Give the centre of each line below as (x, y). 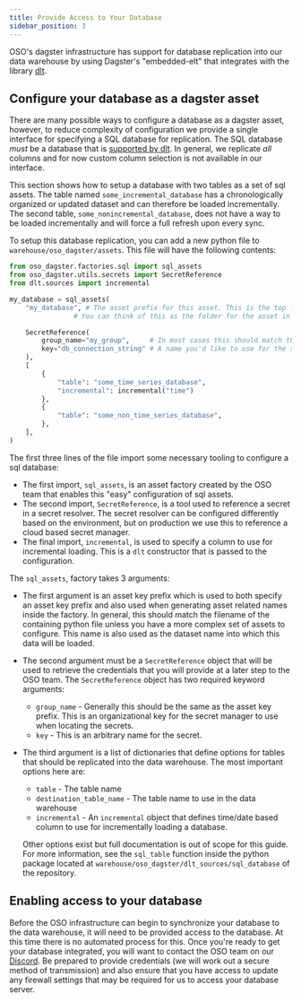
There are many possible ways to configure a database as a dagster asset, (147, 120)
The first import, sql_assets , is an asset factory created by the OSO (147, 484)
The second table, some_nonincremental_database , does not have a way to (145, 214)
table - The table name (79, 789)
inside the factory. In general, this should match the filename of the (146, 614)
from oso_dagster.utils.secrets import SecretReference (116, 275)
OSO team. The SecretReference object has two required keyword (144, 679)
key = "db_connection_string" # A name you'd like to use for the (164, 349)
